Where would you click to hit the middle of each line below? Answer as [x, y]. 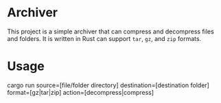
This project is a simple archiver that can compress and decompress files [110, 31]
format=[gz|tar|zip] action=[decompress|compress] [81, 92]
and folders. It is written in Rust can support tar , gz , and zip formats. [104, 38]
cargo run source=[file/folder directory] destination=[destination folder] [108, 85]
